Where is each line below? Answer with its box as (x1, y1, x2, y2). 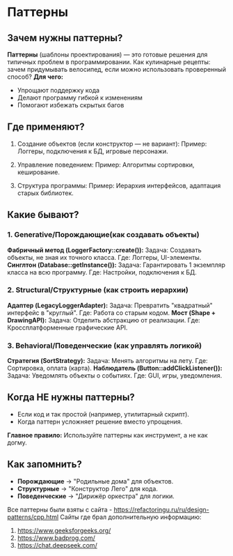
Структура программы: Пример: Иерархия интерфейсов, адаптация (17, 181, 221, 190)
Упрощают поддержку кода (17, 86, 99, 94)
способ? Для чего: (7, 72, 64, 81)
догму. (7, 438, 27, 447)
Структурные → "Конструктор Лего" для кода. (17, 484, 159, 493)
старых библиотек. (17, 189, 74, 197)
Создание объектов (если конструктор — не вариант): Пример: (17, 139, 207, 148)
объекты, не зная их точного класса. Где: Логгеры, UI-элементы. (7, 253, 202, 261)
